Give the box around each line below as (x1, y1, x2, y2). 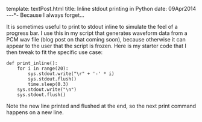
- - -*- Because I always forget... (6, 11, 84, 19)
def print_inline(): (6, 60, 58, 66)
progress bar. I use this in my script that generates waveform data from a (6, 29, 188, 37)
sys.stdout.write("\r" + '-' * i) (28, 71, 115, 77)
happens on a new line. (6, 109, 65, 116)
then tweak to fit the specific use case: (6, 49, 103, 56)
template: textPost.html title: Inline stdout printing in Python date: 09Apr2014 (6, 5, 197, 12)
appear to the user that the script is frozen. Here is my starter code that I (6, 42, 187, 49)
